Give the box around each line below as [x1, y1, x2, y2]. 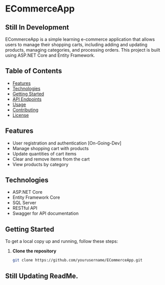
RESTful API [12, 205, 37, 211]
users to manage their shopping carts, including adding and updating [5, 42, 147, 48]
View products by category [12, 161, 68, 167]
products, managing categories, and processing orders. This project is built [5, 47, 160, 53]
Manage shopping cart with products [12, 145, 89, 151]
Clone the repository [12, 248, 56, 254]
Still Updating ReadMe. [5, 271, 78, 280]
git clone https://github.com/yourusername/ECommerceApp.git [12, 258, 143, 263]
